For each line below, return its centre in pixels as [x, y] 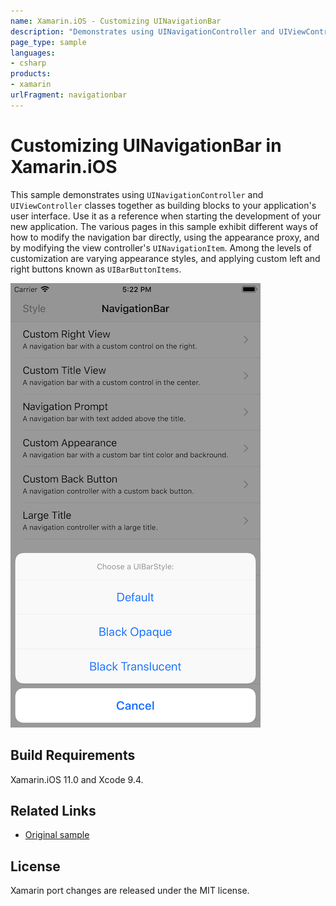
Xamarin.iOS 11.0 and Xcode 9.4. [77, 779]
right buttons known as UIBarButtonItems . [96, 269]
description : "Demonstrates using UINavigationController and [142, 31]
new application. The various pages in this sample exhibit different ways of [164, 226]
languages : [33, 53]
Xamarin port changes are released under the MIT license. [130, 891]
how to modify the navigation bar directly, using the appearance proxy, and [165, 237]
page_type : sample [48, 42]
